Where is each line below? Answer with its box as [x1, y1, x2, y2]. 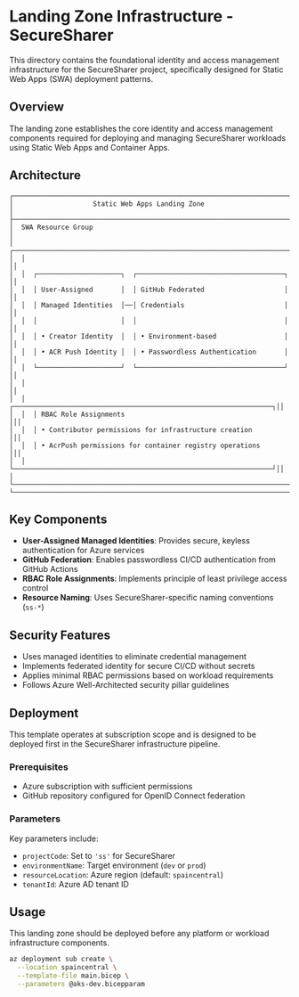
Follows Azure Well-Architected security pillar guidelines [21, 680, 230, 691]
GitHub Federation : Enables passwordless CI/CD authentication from [21, 554, 276, 565]
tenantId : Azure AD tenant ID [21, 879, 129, 889]
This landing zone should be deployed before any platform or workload [9, 928, 270, 939]
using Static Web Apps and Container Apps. [9, 142, 171, 152]
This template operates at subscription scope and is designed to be [9, 729, 256, 740]
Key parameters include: [9, 833, 99, 844]
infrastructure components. [9, 937, 109, 948]
